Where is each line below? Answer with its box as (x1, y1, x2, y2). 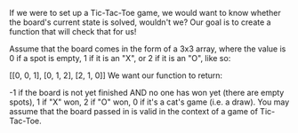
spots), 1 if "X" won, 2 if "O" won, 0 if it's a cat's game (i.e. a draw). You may (9, 97, 290, 107)
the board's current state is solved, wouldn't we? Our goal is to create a (9, 17, 271, 27)
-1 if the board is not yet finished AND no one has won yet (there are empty (9, 88, 285, 98)
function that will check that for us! (9, 27, 137, 36)
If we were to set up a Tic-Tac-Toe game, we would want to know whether (9, 8, 282, 18)
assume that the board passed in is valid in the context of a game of (9, 106, 258, 116)
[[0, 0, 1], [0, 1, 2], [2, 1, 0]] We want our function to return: (9, 70, 223, 81)
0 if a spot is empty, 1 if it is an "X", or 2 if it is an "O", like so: (9, 53, 231, 63)
